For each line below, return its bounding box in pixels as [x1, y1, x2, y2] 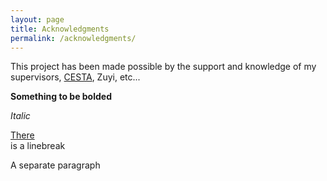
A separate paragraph [10, 159, 101, 171]
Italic [10, 110, 31, 122]
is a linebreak [10, 140, 66, 152]
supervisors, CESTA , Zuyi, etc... [10, 71, 141, 83]
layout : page [10, 14, 65, 25]
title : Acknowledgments [10, 24, 110, 34]
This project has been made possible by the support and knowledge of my [10, 61, 317, 73]
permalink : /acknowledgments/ [10, 33, 137, 43]
